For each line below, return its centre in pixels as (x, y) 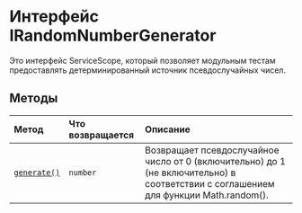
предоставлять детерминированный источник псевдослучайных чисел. (147, 70)
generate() (37, 172)
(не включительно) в (191, 173)
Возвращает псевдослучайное (212, 150)
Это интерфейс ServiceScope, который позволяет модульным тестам (142, 60)
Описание (168, 129)
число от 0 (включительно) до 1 (215, 161)
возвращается (102, 135)
